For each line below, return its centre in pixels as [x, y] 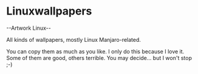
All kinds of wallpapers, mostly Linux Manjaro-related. [74, 39]
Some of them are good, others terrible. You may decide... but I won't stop [99, 58]
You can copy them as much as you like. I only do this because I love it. [95, 51]
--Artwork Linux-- [29, 28]
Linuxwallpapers [49, 11]
